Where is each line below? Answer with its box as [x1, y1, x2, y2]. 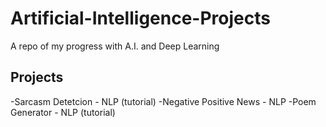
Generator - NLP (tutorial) [10, 106, 116, 118]
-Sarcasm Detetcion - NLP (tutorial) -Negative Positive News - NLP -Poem [10, 95, 317, 107]
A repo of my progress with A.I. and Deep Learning [10, 40, 220, 52]
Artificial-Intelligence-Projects [10, 7, 271, 30]
